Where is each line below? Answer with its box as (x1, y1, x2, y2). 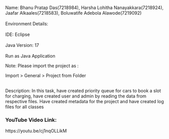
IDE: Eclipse (5, 31, 30, 37)
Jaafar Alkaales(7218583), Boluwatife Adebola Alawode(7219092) (5, 10, 142, 16)
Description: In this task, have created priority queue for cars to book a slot (5, 88, 161, 94)
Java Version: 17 (5, 42, 39, 48)
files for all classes (5, 104, 44, 110)
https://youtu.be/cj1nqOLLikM (5, 128, 67, 134)
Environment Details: (5, 21, 48, 27)
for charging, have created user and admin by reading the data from (5, 93, 147, 99)
